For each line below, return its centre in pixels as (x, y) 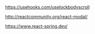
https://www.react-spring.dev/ (36, 26)
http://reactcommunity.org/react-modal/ (46, 17)
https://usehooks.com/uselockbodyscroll (47, 7)
